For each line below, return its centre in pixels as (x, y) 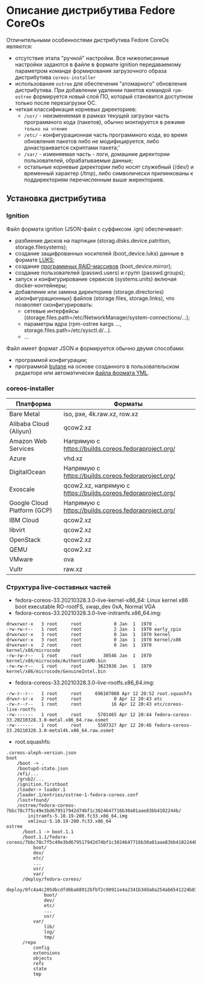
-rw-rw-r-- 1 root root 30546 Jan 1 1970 (79, 656)
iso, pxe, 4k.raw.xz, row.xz (101, 414)
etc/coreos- (169, 704)
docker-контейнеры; (41, 285)
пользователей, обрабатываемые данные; (78, 160)
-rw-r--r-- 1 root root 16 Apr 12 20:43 (79, 704)
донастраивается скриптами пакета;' (72, 148)
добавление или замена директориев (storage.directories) (89, 292)
